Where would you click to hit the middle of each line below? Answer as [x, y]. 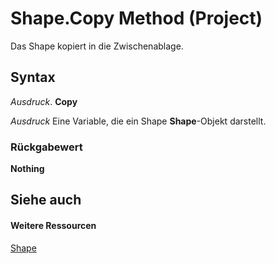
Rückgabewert [46, 147]
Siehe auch [46, 200]
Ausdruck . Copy [44, 101]
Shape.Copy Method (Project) [136, 18]
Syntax [33, 77]
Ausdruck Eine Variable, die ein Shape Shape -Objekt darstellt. [138, 121]
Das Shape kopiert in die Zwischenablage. [97, 46]
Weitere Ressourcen [53, 226]
